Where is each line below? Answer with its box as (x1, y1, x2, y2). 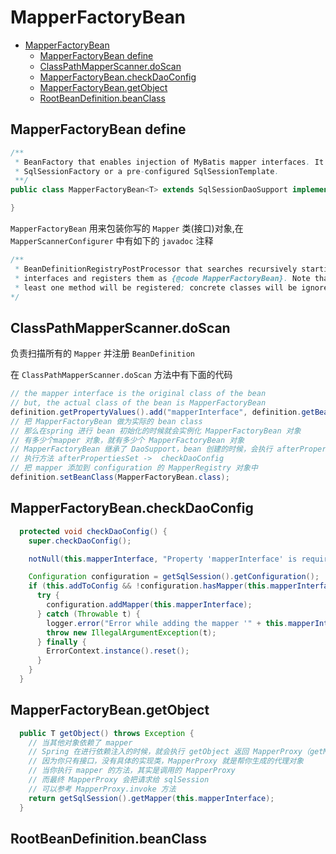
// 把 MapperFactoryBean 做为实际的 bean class (10, 416, 203, 426)
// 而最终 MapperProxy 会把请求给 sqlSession (28, 775, 210, 785)
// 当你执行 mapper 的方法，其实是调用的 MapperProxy (28, 766, 236, 776)
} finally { (36, 637, 87, 647)
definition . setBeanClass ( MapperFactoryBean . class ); (10, 472, 230, 483)
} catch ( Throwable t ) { (36, 609, 141, 619)
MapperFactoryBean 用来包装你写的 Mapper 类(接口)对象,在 (10, 222, 244, 234)
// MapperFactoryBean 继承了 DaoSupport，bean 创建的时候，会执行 (10, 444, 273, 455)
